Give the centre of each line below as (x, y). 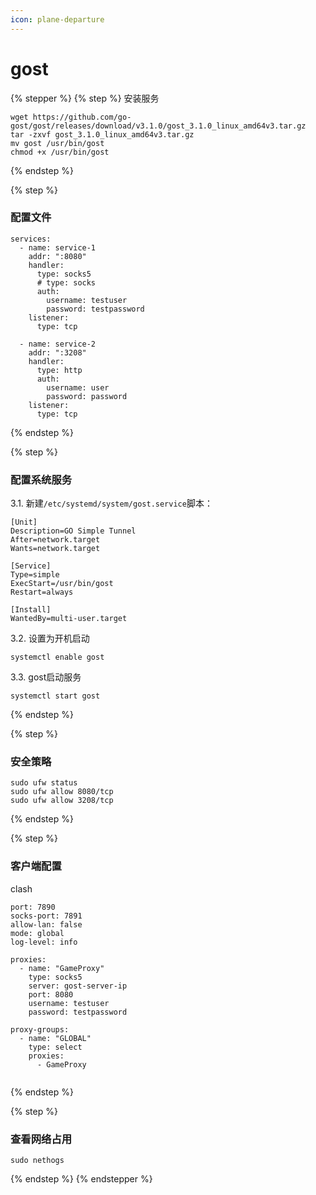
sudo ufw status (44, 783)
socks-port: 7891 (46, 916)
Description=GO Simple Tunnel (73, 531)
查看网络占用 (41, 1139)
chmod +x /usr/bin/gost (60, 152)
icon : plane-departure (57, 19)
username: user (78, 387)
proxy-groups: (40, 1029)
